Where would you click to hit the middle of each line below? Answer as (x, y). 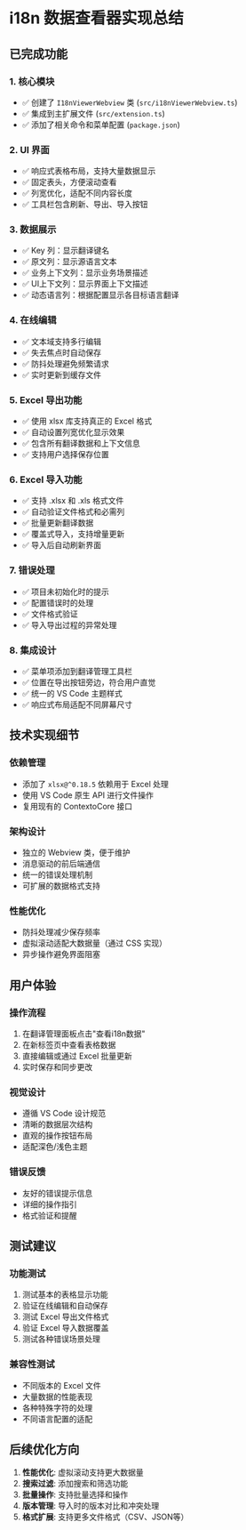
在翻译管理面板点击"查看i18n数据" (83, 1034)
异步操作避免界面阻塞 (61, 954)
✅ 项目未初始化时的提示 (65, 592)
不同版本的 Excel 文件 (61, 1385)
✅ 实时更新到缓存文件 (62, 374)
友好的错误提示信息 (57, 1193)
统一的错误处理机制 (57, 874)
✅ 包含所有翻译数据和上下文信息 (81, 443)
